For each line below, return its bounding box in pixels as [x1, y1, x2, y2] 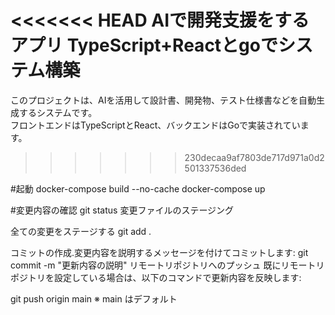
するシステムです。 [18, 106, 98, 118]
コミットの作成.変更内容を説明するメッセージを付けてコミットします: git [10, 246, 309, 258]
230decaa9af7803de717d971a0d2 [184, 151, 325, 163]
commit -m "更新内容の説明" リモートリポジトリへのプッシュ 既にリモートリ [10, 259, 325, 271]
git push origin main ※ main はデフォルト [10, 292, 178, 305]
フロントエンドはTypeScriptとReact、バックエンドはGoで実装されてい [10, 119, 301, 131]
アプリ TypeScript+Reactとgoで [10, 34, 278, 57]
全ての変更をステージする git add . [10, 225, 152, 237]
